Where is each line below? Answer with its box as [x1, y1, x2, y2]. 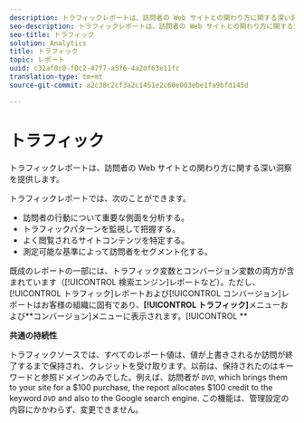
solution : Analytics [9, 38, 88, 48]
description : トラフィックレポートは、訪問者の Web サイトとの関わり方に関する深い [9, 13, 291, 23]
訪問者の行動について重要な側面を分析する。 [22, 212, 190, 223]
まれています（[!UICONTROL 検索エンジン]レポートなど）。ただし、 [9, 276, 261, 287]
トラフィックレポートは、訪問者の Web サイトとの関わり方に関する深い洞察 [9, 162, 292, 173]
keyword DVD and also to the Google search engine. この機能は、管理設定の [9, 392, 290, 403]
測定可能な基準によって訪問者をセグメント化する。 [22, 245, 213, 256]
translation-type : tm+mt [9, 72, 103, 82]
